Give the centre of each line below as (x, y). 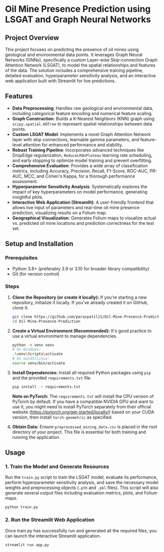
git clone (22, 317)
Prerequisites (21, 258)
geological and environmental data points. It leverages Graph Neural (74, 55)
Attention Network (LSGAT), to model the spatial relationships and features (80, 65)
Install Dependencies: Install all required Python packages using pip (81, 372)
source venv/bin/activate (38, 363)
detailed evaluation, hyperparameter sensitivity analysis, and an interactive (81, 76)
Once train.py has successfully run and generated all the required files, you (81, 530)
